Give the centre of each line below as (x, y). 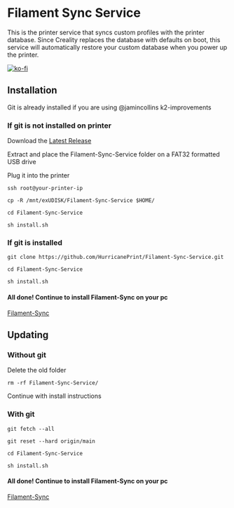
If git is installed (35, 242)
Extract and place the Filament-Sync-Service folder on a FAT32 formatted (114, 154)
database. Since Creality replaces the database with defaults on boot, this (114, 39)
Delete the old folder (37, 370)
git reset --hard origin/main (51, 441)
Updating (28, 335)
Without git (27, 354)
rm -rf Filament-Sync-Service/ (53, 383)
